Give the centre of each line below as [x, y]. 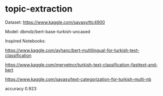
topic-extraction [39, 9]
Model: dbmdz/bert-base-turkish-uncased [48, 31]
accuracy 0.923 [21, 88]
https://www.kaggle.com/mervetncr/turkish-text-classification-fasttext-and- [81, 65]
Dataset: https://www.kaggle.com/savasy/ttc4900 [55, 22]
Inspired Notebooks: [26, 41]
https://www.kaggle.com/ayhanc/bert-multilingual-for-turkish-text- [72, 50]
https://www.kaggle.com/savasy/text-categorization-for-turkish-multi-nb [78, 79]
